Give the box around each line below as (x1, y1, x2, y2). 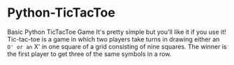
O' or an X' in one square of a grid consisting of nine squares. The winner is (7, 42, 227, 50)
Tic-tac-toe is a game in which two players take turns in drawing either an (7, 35, 220, 43)
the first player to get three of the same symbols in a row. (7, 50, 172, 58)
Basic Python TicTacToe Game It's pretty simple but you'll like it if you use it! (7, 28, 226, 36)
